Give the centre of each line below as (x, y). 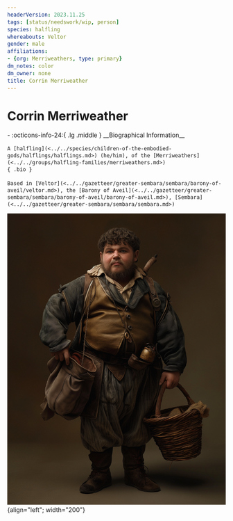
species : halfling (34, 29)
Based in (20, 184)
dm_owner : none (29, 73)
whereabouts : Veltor (37, 37)
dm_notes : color (31, 66)
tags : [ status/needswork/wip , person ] (63, 22)
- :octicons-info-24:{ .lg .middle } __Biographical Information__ (96, 135)
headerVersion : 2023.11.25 (46, 15)
